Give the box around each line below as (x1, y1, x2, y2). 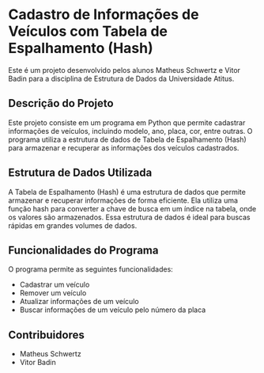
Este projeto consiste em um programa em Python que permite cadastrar (8, 117, 246, 128)
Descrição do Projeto (8, 97, 114, 110)
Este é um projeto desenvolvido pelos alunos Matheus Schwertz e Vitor (8, 65, 241, 74)
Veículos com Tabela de (8, 22, 168, 40)
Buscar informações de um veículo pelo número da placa (19, 305, 206, 314)
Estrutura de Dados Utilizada (8, 166, 153, 180)
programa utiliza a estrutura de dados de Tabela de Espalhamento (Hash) (8, 135, 247, 144)
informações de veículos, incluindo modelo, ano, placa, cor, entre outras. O (8, 126, 253, 135)
